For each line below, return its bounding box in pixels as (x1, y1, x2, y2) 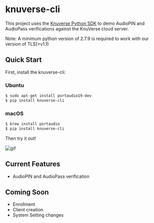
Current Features (5, 160, 61, 168)
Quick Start (5, 56, 42, 64)
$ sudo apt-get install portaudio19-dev (5, 93, 92, 98)
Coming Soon (5, 188, 49, 197)
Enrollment (12, 201, 35, 207)
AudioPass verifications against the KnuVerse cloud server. (5, 25, 129, 31)
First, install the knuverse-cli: (5, 69, 66, 75)
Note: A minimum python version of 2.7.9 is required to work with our (5, 35, 149, 42)
